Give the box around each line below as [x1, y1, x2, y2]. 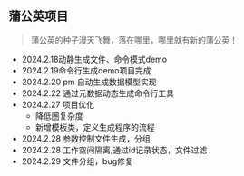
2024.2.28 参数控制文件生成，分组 [21, 132, 151, 143]
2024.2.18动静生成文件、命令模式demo [21, 54, 168, 64]
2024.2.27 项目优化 [21, 99, 95, 110]
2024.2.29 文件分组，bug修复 [21, 155, 133, 166]
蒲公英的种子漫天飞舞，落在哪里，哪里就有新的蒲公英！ [30, 34, 238, 45]
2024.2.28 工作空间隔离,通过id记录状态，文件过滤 [21, 144, 208, 155]
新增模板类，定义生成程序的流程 [34, 122, 155, 132]
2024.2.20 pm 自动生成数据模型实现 [21, 76, 157, 87]
